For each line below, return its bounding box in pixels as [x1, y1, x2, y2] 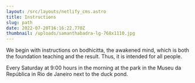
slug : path [6, 19, 33, 25]
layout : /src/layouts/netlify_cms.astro [6, 8, 107, 15]
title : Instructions [6, 14, 57, 20]
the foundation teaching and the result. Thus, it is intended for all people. [6, 53, 182, 60]
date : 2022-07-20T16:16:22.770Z [6, 25, 85, 31]
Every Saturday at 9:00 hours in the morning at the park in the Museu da [6, 64, 181, 71]
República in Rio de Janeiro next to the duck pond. [6, 71, 128, 78]
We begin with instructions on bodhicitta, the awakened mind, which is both [6, 47, 190, 54]
